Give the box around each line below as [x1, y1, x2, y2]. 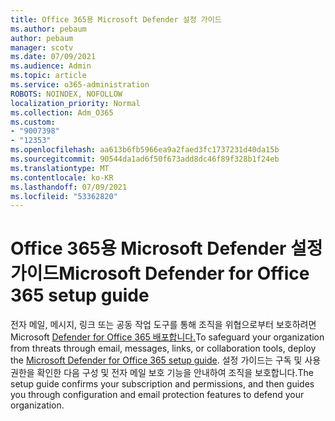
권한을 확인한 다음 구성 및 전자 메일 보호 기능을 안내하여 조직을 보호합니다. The [10, 367, 314, 379]
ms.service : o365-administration [10, 80, 150, 90]
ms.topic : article [10, 71, 87, 81]
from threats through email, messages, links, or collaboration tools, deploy [10, 342, 317, 355]
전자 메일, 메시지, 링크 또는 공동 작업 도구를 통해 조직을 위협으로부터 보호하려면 [10, 319, 317, 331]
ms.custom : [10, 117, 56, 127]
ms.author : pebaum [10, 24, 87, 34]
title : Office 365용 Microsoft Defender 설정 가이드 [10, 14, 222, 25]
